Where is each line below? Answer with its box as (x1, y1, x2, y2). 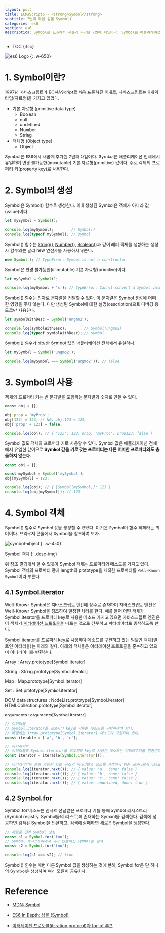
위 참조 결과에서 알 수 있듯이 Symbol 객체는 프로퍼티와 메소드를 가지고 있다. (5, 561, 150, 567)
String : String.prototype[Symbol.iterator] (5, 668, 88, 674)
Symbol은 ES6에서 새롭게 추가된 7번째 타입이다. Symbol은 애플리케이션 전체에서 (5, 154, 160, 159)
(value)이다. (5, 208, 28, 214)
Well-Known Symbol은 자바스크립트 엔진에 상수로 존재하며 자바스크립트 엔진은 (5, 601, 156, 608)
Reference (5, 885, 48, 897)
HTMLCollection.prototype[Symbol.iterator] (5, 702, 93, 708)
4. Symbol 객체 (5, 507, 65, 519)
